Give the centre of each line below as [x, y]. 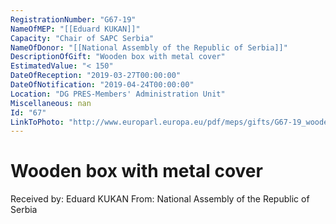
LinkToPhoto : [37, 122]
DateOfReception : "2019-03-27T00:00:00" [96, 76]
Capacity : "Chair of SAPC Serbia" [82, 38]
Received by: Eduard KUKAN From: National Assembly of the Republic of [160, 199]
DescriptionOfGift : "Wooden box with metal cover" [118, 57]
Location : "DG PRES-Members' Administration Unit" [118, 94]
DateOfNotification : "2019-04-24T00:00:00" [102, 85]
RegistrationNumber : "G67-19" [73, 19]
